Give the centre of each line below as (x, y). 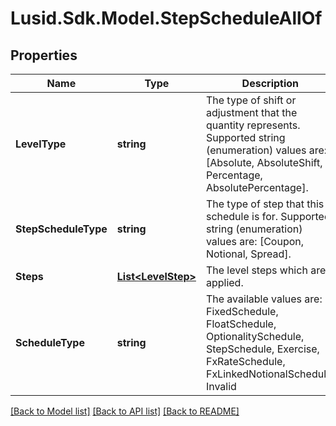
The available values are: (264, 299)
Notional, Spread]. (248, 254)
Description (270, 83)
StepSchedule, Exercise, (262, 349)
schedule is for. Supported (268, 216)
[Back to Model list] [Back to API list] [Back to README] (125, 411)
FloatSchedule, (241, 324)
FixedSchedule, (242, 311)
